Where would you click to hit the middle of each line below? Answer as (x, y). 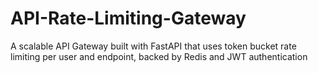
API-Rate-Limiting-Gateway (128, 18)
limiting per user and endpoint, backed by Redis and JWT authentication (159, 56)
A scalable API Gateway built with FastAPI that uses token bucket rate (153, 46)
